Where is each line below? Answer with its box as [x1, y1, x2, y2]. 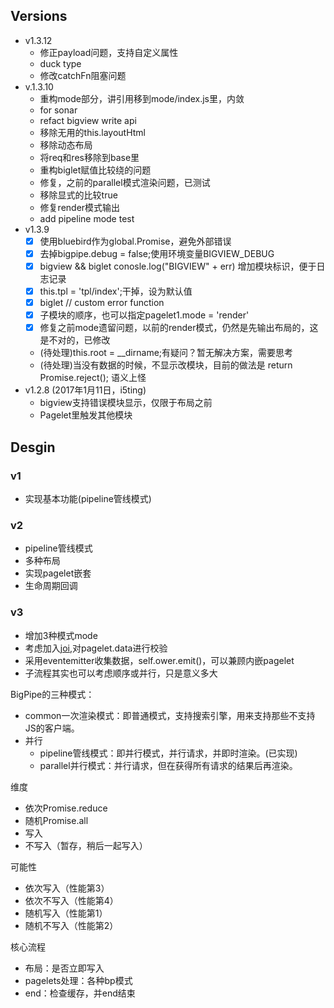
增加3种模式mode [24, 629, 98, 641]
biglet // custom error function [39, 297, 165, 309]
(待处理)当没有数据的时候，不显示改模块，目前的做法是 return [39, 359, 293, 371]
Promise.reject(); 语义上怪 [39, 372, 147, 384]
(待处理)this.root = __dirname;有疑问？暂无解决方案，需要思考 [39, 347, 294, 359]
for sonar [39, 104, 78, 116]
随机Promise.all [24, 814, 89, 826]
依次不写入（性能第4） [24, 894, 119, 906]
